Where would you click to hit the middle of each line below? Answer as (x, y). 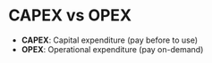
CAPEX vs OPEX (70, 16)
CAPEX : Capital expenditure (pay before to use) (110, 40)
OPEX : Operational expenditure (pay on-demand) (112, 49)
